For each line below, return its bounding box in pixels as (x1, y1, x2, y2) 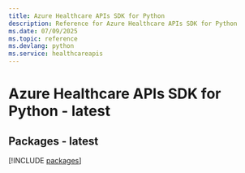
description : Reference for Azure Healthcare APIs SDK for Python (8, 19, 238, 28)
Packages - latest (8, 134, 99, 148)
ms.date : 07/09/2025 (8, 27, 79, 35)
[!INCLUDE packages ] (8, 156, 82, 165)
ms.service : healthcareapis (8, 50, 104, 58)
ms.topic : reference (8, 34, 79, 43)
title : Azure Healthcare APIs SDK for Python (8, 11, 165, 20)
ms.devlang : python (8, 42, 75, 50)
